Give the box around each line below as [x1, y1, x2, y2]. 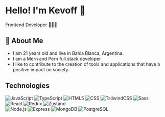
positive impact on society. [12, 66, 70, 72]
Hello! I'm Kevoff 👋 [5, 5, 86, 16]
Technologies [5, 82, 50, 90]
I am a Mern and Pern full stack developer [12, 55, 101, 62]
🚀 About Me [5, 36, 43, 45]
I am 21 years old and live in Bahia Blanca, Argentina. [12, 50, 124, 56]
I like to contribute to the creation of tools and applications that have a [12, 61, 160, 67]
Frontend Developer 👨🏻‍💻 [5, 22, 57, 28]
